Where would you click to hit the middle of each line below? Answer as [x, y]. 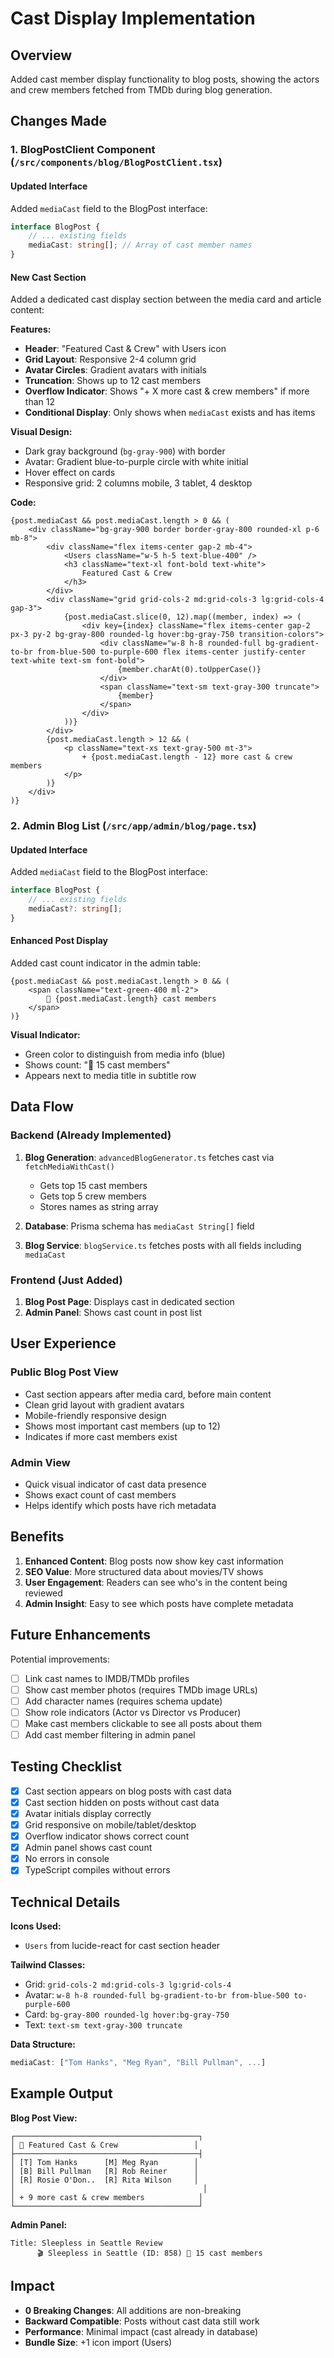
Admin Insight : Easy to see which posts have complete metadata [159, 1603]
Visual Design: [41, 432]
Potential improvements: [60, 1659]
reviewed [43, 1593]
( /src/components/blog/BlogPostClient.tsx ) [116, 162]
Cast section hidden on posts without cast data [122, 1802]
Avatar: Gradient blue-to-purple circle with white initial [136, 462]
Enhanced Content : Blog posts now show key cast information [154, 1561]
